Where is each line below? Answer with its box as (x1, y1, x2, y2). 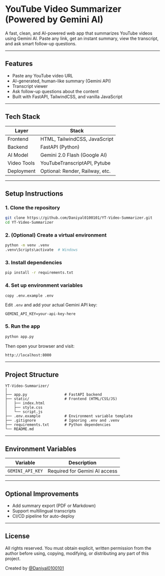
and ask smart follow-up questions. (5, 40, 77, 46)
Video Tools (7, 159, 35, 166)
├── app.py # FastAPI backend (5, 392, 102, 397)
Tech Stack (5, 112, 40, 121)
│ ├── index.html (5, 401, 45, 406)
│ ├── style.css (5, 405, 43, 410)
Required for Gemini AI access (47, 468, 118, 474)
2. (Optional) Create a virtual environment (5, 232, 107, 238)
